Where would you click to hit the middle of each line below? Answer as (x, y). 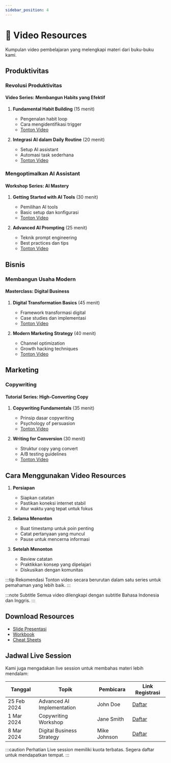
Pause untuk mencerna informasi (55, 539)
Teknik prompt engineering (49, 237)
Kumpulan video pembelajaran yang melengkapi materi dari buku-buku (80, 50)
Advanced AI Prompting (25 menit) (50, 228)
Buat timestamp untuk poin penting (57, 529)
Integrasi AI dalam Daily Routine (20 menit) (59, 140)
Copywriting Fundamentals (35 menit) (53, 408)
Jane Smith (110, 719)
